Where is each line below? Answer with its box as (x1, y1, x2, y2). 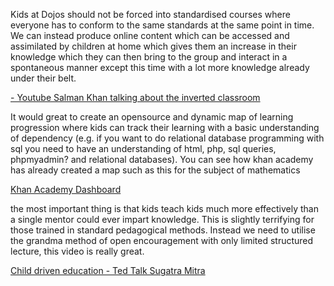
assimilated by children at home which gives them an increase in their (10, 40, 297, 52)
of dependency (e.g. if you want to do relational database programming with (10, 132, 325, 144)
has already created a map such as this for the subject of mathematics (10, 164, 301, 176)
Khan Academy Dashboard (10, 184, 122, 195)
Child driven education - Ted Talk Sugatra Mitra (10, 265, 206, 276)
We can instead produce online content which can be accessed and (10, 30, 290, 41)
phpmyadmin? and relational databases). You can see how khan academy (10, 154, 314, 165)
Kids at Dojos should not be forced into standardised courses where (10, 9, 291, 20)
